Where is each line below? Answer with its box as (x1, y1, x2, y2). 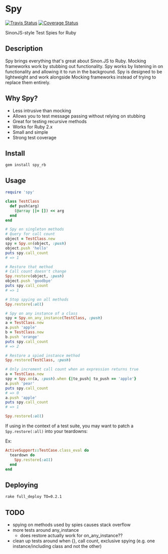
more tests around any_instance (12, 527, 79, 533)
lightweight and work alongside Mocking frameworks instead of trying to (5, 74, 156, 80)
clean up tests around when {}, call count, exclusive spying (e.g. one (12, 538, 155, 544)
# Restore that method (5, 264, 53, 269)
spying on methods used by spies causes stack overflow (12, 522, 131, 528)
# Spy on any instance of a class (5, 311, 78, 316)
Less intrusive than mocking (12, 107, 72, 114)
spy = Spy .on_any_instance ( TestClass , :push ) (5, 315, 102, 321)
